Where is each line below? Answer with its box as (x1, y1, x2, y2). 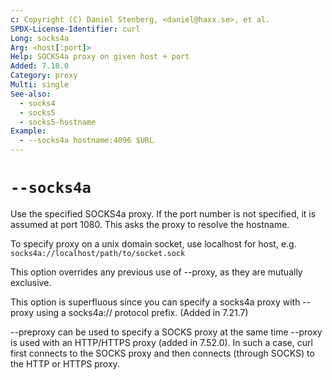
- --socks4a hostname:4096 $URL (19, 136, 155, 146)
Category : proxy (10, 71, 78, 81)
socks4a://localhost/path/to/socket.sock (10, 248, 186, 258)
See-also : (10, 89, 52, 99)
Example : (10, 126, 47, 136)
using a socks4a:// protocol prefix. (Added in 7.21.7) (36, 306, 249, 318)
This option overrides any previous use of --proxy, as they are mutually (10, 266, 303, 278)
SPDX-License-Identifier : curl (10, 24, 141, 34)
